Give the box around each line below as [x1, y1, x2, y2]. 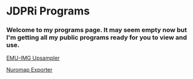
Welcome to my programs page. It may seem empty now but [6, 26, 187, 34]
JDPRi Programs [6, 4, 90, 18]
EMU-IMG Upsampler [6, 54, 60, 62]
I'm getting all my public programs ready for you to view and [6, 33, 187, 42]
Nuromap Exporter [6, 66, 53, 74]
